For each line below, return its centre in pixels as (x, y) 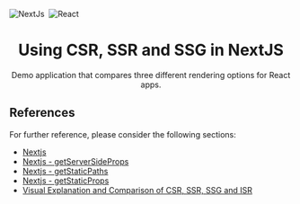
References (42, 113)
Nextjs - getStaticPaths (65, 171)
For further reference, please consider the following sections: (123, 134)
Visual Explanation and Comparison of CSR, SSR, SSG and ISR (137, 190)
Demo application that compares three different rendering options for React (151, 75)
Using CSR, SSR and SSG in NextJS (151, 50)
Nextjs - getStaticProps (66, 181)
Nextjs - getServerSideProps (75, 161)
